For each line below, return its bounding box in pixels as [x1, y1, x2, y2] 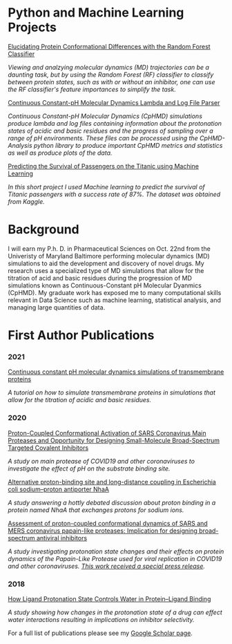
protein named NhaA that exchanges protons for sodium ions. [8, 506, 184, 514]
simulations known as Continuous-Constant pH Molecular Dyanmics [8, 281, 202, 290]
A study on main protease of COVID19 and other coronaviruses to [8, 457, 195, 465]
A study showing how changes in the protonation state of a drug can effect [8, 608, 223, 616]
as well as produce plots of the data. [8, 149, 113, 157]
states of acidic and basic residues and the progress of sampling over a [8, 126, 213, 135]
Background [8, 222, 79, 238]
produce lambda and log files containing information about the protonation [8, 119, 222, 127]
